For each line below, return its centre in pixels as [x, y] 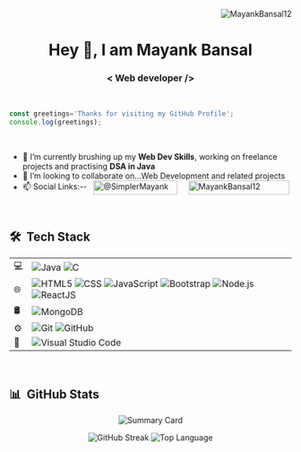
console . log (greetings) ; [56, 122]
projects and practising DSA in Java [89, 167]
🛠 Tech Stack [50, 236]
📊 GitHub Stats [55, 394]
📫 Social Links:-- [55, 187]
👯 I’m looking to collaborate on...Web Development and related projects [154, 176]
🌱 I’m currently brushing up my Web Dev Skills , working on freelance [150, 157]
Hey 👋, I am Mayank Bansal [150, 50]
